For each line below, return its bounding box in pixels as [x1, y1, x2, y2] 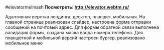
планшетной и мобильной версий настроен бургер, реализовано [5, 35, 145, 41]
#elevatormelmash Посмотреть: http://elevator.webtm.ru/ [5, 4, 129, 10]
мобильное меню [5, 40, 43, 46]
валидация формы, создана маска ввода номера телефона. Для [5, 30, 143, 35]
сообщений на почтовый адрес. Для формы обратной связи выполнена [5, 24, 159, 30]
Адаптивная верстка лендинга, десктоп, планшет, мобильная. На [5, 14, 145, 19]
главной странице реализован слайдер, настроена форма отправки [5, 19, 151, 25]
